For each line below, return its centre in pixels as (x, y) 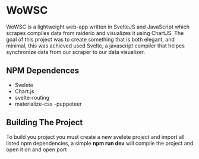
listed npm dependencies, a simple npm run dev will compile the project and (100, 143)
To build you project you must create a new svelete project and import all (95, 136)
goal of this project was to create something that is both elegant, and (91, 39)
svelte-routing (32, 97)
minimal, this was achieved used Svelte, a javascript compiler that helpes (96, 46)
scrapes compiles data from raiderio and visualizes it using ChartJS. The (95, 33)
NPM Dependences (43, 71)
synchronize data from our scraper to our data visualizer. (76, 52)
